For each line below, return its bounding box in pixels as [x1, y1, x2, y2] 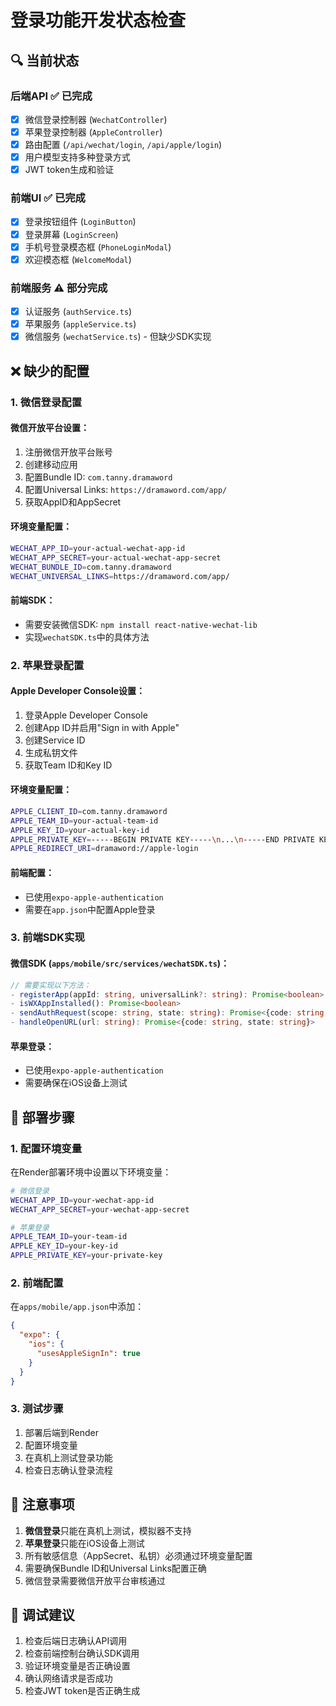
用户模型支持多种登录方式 [24, 151, 131, 163]
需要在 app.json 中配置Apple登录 [24, 903, 156, 915]
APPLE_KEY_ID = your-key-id [10, 1241, 118, 1251]
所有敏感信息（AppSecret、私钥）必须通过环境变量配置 [24, 1549, 253, 1561]
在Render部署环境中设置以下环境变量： [10, 1166, 172, 1178]
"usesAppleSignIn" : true [36, 1348, 141, 1358]
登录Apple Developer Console [24, 709, 148, 721]
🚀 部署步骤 [10, 1109, 75, 1126]
